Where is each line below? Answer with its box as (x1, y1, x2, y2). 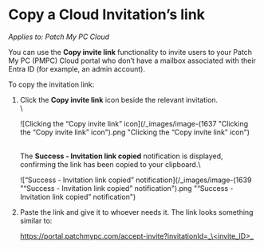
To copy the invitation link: (8, 80, 95, 89)
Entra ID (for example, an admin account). (8, 64, 146, 73)
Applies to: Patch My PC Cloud (8, 32, 110, 41)
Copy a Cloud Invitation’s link (8, 6, 206, 24)
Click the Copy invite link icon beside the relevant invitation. (19, 95, 219, 104)
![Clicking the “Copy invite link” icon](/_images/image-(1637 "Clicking (19, 119, 249, 128)
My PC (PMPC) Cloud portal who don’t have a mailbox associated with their (8, 56, 257, 65)
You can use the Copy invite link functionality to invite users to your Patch (8, 47, 253, 56)
